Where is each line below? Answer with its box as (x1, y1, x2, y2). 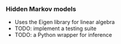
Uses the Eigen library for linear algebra (14, 19, 116, 26)
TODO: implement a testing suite (14, 25, 97, 32)
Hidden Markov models (5, 5, 76, 13)
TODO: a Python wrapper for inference (14, 31, 112, 39)
